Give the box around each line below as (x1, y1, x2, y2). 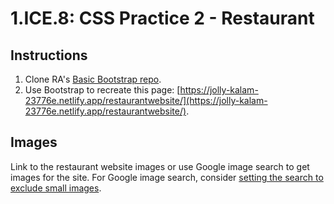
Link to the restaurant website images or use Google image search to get (10, 160, 310, 172)
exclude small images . (10, 182, 102, 194)
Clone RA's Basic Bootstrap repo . (24, 73, 162, 85)
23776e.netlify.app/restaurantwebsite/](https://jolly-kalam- (24, 95, 268, 106)
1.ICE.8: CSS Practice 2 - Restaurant (10, 7, 315, 30)
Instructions (10, 47, 88, 64)
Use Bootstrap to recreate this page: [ (24, 84, 181, 96)
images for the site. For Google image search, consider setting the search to (10, 171, 324, 183)
